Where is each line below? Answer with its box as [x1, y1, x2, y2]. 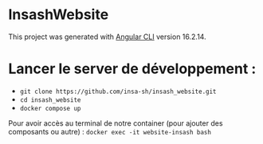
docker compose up [19, 104, 81, 112]
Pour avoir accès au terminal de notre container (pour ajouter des [8, 118, 223, 128]
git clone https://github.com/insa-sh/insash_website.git [19, 88, 217, 95]
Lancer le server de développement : [8, 60, 257, 78]
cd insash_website [19, 95, 81, 104]
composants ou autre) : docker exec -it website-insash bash [8, 126, 211, 136]
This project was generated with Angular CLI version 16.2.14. [8, 32, 206, 41]
